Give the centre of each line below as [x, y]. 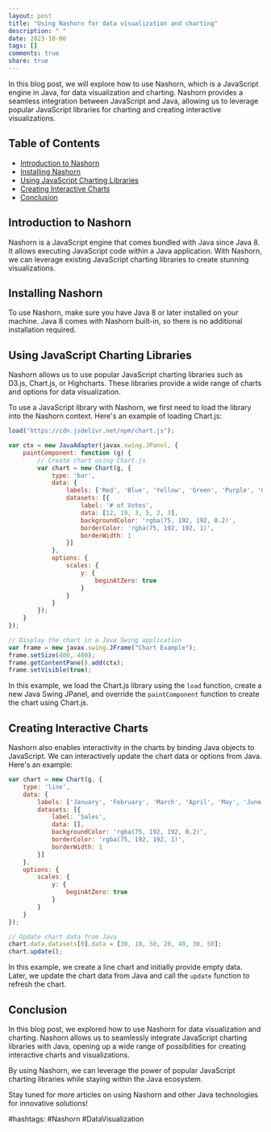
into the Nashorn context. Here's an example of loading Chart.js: [115, 416]
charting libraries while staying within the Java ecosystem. [106, 1079]
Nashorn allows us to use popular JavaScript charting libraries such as [126, 375]
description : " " [38, 31]
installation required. [42, 330]
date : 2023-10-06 [38, 38]
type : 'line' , [46, 787]
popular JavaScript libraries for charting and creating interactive [115, 109]
